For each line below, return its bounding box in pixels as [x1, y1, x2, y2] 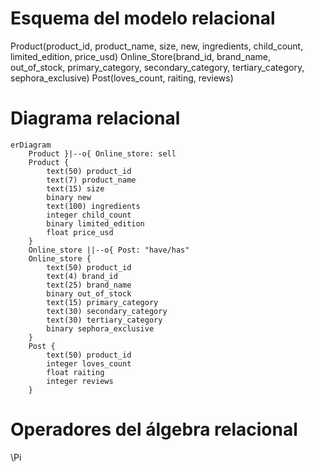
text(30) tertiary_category [46, 315, 163, 325]
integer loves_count [46, 358, 132, 369]
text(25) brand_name [46, 280, 132, 290]
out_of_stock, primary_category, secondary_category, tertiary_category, [10, 61, 305, 73]
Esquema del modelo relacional [10, 7, 276, 30]
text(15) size [46, 183, 105, 194]
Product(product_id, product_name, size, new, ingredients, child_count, [10, 40, 304, 52]
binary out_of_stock [46, 288, 132, 299]
